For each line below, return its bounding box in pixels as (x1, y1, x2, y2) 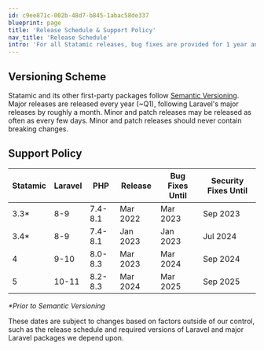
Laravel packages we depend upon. (8, 333, 124, 342)
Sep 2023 (203, 208, 240, 219)
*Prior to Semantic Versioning (8, 300, 106, 311)
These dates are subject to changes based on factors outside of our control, (8, 316, 255, 326)
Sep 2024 (203, 253, 240, 264)
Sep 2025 (203, 276, 240, 287)
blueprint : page (8, 19, 61, 27)
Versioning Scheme (8, 70, 107, 83)
